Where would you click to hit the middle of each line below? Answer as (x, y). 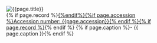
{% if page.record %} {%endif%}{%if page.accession (71, 15)
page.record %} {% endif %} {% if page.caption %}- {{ (72, 27)
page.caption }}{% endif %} (40, 34)
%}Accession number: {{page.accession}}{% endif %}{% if (79, 21)
